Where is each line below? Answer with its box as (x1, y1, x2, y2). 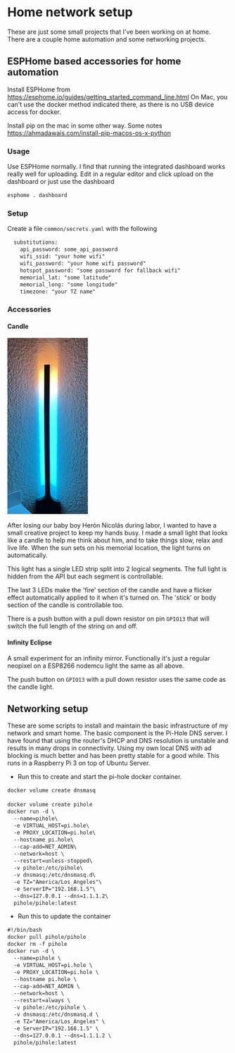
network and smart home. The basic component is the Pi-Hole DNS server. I (7, 729, 227, 737)
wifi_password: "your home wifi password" (20, 260, 146, 268)
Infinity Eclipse (7, 638, 53, 647)
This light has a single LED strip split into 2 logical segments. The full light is (7, 565, 227, 573)
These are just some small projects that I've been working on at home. (7, 27, 211, 36)
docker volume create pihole (7, 801, 93, 809)
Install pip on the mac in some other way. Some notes (7, 121, 163, 130)
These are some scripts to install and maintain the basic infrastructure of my (7, 721, 229, 730)
